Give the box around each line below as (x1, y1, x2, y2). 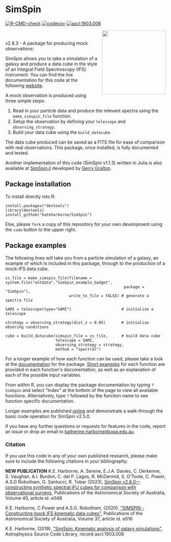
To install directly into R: (5, 193, 56, 199)
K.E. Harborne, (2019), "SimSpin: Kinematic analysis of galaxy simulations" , (5, 525, 163, 531)
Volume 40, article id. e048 (5, 495, 63, 501)
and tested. (5, 150, 29, 156)
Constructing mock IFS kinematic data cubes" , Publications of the (5, 510, 143, 516)
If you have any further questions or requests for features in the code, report (5, 423, 166, 429)
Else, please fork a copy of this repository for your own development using (5, 221, 163, 227)
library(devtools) (5, 208, 44, 213)
